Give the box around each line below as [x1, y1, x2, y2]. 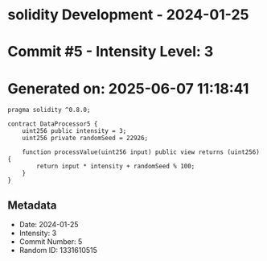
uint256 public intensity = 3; [22, 127, 127, 135]
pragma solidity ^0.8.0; [7, 106, 91, 114]
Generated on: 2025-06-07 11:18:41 [7, 79, 249, 97]
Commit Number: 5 [18, 237, 83, 246]
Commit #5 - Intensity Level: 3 [7, 43, 214, 61]
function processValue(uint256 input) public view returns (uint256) [22, 148, 261, 156]
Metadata [7, 198, 57, 212]
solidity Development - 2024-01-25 [7, 6, 249, 24]
